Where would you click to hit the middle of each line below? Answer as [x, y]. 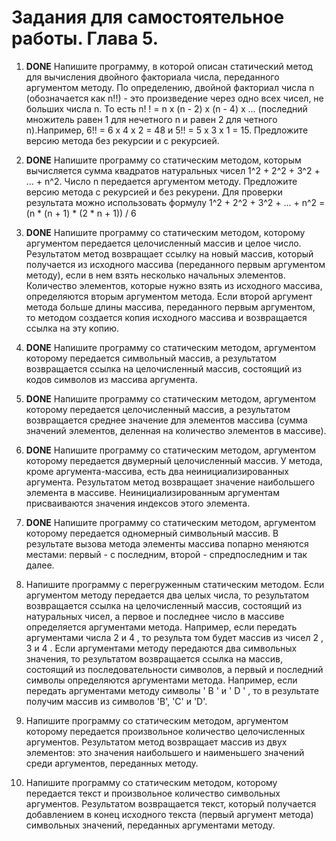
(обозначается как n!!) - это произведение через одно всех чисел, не [174, 98]
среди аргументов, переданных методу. [112, 763]
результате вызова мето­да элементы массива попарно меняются [167, 543]
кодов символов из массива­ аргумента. [111, 379]
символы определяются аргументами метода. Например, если [161, 680]
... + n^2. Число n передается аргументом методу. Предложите [161, 181]
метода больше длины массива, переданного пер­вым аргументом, [170, 307]
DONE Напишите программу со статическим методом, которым [163, 160]
